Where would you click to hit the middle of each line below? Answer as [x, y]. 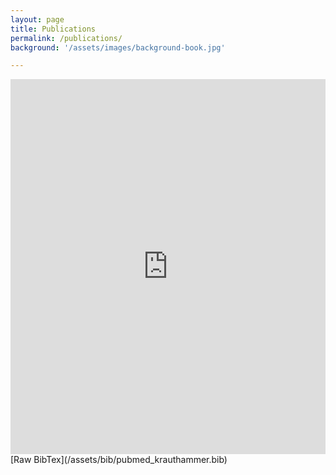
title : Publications [53, 29]
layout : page [37, 19]
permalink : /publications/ [66, 38]
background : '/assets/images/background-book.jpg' [118, 47]
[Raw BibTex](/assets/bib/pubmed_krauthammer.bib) [119, 460]
